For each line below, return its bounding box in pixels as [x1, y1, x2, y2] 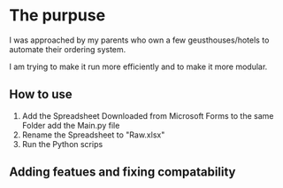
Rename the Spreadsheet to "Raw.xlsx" [21, 129, 165, 140]
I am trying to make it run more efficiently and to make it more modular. [9, 61, 268, 72]
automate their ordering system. [9, 43, 126, 54]
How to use [9, 87, 73, 102]
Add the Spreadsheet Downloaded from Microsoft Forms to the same [21, 110, 274, 121]
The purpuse [9, 5, 106, 26]
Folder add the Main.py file [21, 120, 120, 130]
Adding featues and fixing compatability [9, 165, 236, 180]
